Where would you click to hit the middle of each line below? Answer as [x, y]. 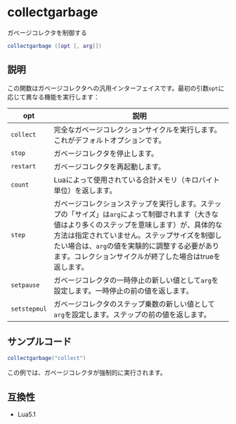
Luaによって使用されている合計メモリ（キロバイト [137, 180]
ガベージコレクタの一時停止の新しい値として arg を [136, 280]
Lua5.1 [27, 414]
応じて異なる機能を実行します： [53, 96]
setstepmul [29, 308]
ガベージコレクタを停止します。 [106, 154]
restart [24, 166]
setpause [25, 285]
